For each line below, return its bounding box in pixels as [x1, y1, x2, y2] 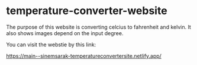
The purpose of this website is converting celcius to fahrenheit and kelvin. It [6, 23, 191, 30]
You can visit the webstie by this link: [6, 41, 96, 48]
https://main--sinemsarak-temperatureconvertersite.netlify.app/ [6, 52, 162, 59]
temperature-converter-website [6, 4, 167, 18]
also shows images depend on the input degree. [6, 29, 124, 36]
